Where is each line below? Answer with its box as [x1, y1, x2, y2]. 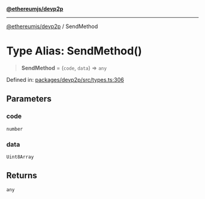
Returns [6, 170, 38, 181]
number [6, 126, 23, 132]
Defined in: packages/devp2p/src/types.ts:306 [6, 76, 124, 83]
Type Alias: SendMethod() [6, 44, 142, 58]
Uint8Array [6, 154, 34, 160]
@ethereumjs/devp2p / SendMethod [6, 23, 98, 30]
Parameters [6, 94, 52, 104]
